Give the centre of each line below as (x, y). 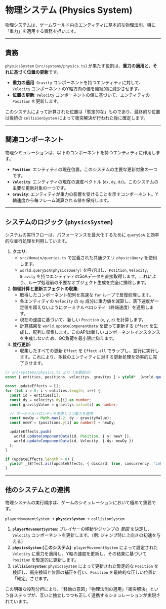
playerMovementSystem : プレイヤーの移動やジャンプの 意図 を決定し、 (82, 529)
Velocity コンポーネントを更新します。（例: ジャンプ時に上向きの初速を (84, 535)
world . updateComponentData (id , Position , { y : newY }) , (73, 436)
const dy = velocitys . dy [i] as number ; (51, 400)
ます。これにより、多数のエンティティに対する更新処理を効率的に (86, 357)
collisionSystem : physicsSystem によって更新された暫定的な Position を (85, 566)
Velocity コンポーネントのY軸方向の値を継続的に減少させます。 (77, 89)
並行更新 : (21, 345)
